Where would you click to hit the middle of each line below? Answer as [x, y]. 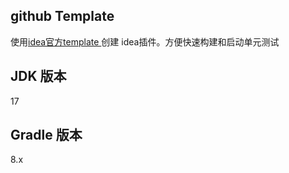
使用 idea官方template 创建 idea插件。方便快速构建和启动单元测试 [145, 41]
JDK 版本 [38, 76]
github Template [62, 16]
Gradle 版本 [46, 135]
